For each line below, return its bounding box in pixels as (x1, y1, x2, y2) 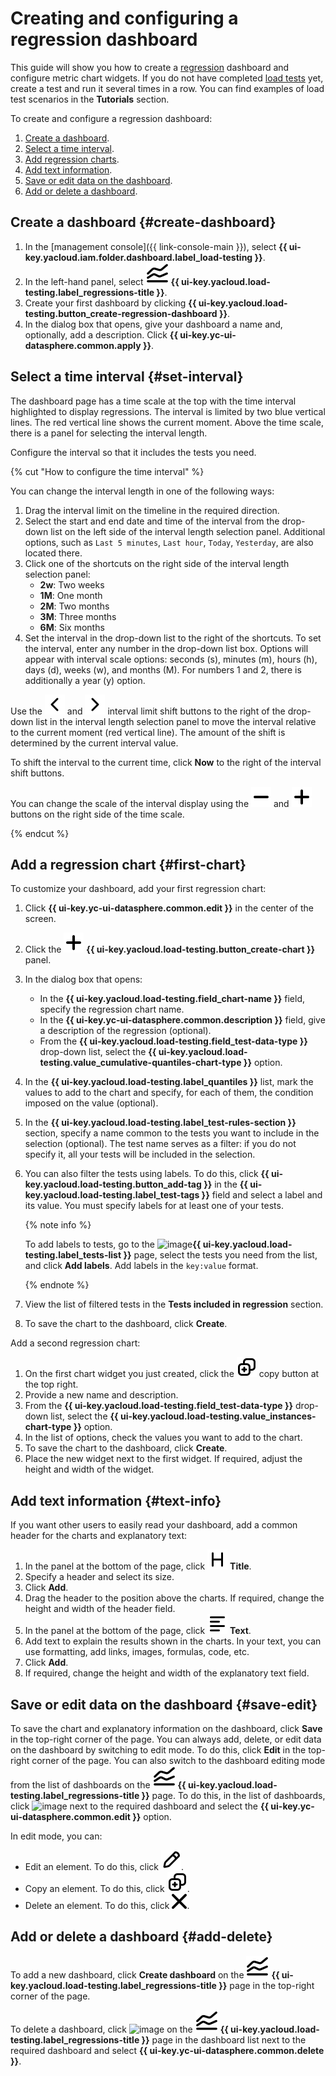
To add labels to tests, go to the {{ (24, 1238, 202, 1251)
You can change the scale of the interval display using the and (10, 797, 290, 809)
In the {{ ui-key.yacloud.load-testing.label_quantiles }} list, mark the (24, 1076, 314, 1088)
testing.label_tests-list (24, 1249, 122, 1261)
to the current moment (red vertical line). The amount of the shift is (10, 726, 286, 738)
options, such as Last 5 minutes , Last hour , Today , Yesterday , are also (24, 536, 314, 548)
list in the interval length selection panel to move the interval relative (35, 715, 317, 727)
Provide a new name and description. (24, 1389, 179, 1401)
